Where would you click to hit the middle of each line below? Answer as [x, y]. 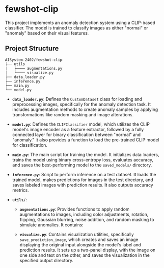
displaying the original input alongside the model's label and [80, 244]
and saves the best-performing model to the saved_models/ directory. [82, 165]
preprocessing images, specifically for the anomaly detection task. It [82, 104]
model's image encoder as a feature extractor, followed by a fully [78, 129]
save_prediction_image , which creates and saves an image [79, 240]
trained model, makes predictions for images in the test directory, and [82, 180]
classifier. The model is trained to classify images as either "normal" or [77, 27]
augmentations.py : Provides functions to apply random [74, 209]
